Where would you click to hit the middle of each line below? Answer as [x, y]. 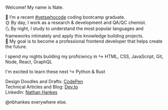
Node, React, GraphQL [29, 62]
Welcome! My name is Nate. [35, 7]
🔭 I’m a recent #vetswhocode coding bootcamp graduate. [65, 17]
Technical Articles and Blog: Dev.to [42, 87]
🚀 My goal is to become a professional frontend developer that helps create [84, 41]
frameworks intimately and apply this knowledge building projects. [74, 36]
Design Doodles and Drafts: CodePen [44, 81]
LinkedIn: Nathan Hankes [31, 92]
